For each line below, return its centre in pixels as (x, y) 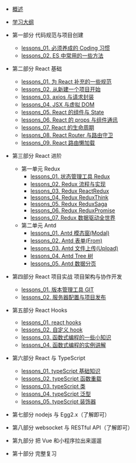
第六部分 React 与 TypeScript (48, 358)
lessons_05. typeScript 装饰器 (59, 402)
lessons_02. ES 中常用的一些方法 (62, 56)
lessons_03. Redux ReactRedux (70, 191)
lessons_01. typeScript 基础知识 (61, 371)
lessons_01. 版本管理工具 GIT (58, 290)
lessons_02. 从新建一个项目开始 (61, 89)
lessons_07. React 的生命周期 (58, 128)
